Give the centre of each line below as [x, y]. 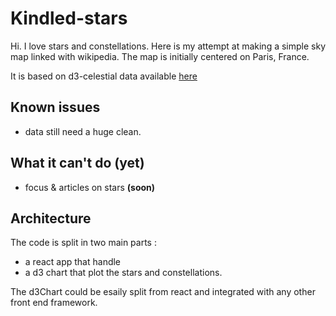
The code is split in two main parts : [83, 243]
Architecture [51, 218]
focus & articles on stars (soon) [90, 187]
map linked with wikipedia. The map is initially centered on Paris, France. [160, 56]
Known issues [55, 107]
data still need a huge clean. [83, 131]
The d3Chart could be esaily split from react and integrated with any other [163, 292]
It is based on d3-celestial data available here [104, 76]
